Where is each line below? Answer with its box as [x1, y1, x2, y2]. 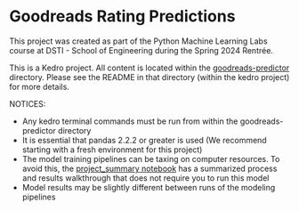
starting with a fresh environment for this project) [21, 144, 203, 155]
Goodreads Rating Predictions [9, 6, 236, 27]
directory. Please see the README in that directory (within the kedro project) [9, 71, 290, 82]
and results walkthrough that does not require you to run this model [21, 172, 270, 183]
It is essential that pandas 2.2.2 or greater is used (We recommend [21, 134, 267, 145]
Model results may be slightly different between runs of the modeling [21, 182, 276, 192]
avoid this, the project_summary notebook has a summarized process [21, 163, 278, 174]
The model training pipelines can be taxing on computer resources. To [21, 153, 280, 164]
